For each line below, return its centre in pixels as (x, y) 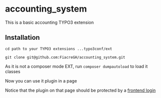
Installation (22, 38)
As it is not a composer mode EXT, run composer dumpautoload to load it (76, 66)
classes (13, 71)
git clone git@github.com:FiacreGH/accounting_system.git (65, 57)
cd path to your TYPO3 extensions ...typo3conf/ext (59, 49)
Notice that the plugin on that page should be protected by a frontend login (80, 90)
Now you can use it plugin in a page (41, 81)
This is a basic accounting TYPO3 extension (50, 22)
